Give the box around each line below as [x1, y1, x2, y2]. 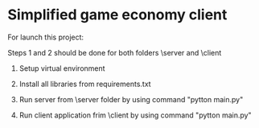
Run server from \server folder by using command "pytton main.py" [18, 94, 244, 104]
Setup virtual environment [18, 63, 105, 73]
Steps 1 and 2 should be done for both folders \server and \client [7, 47, 222, 57]
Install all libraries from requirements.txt [18, 79, 151, 89]
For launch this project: [7, 32, 84, 42]
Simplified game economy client [7, 6, 228, 24]
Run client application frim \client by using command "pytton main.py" [18, 110, 252, 120]
